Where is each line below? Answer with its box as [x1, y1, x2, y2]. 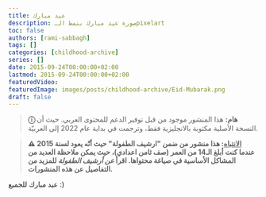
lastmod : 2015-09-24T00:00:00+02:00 [8, 71, 129, 79]
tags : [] [8, 41, 37, 49]
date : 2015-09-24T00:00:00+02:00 [8, 64, 119, 71]
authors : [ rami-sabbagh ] [8, 33, 91, 42]
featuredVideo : [8, 78, 59, 86]
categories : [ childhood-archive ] [8, 48, 119, 56]
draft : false [8, 93, 52, 101]
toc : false [8, 26, 44, 34]
